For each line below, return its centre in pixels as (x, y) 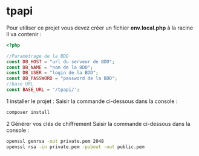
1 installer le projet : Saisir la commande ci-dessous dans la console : (92, 101)
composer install (28, 112)
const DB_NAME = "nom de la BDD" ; (50, 67)
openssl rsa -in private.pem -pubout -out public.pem (76, 147)
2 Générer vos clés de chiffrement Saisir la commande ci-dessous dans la (98, 123)
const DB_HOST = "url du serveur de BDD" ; (60, 61)
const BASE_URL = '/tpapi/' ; (43, 90)
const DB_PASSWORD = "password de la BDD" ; (62, 79)
